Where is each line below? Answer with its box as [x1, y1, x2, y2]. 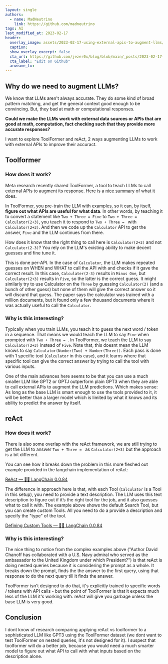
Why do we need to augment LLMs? [5, 82, 119, 90]
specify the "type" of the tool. [5, 512, 66, 518]
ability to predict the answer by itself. [5, 400, 81, 406]
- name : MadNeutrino [9, 17, 52, 22]
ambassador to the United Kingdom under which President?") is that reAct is [5, 557, 162, 563]
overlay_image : [9, 40, 41, 45]
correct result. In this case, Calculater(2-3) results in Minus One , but [5, 270, 146, 276]
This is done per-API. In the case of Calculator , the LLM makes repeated [5, 259, 155, 265]
